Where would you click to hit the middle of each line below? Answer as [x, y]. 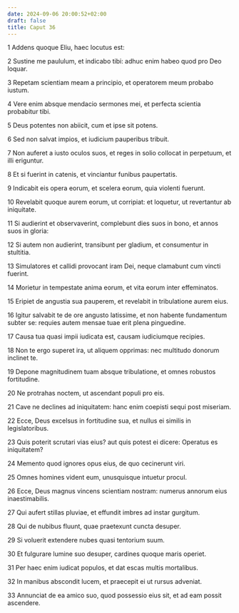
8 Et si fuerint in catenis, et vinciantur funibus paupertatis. [92, 175]
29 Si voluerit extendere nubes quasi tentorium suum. [86, 540]
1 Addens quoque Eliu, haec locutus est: [66, 48]
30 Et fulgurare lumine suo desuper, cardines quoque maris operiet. [107, 554]
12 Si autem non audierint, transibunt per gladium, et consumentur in [108, 245]
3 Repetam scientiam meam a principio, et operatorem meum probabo [111, 83]
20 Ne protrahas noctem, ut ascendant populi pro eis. [86, 393]
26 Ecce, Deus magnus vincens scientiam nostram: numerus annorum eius [117, 491]
